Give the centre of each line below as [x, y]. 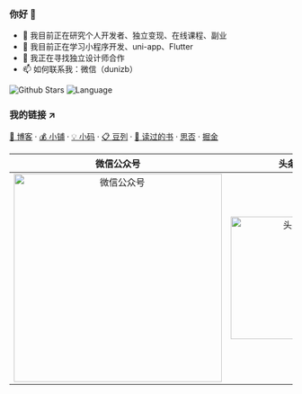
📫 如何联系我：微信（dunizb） [80, 69]
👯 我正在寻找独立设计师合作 [73, 58]
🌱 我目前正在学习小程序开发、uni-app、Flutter [107, 47]
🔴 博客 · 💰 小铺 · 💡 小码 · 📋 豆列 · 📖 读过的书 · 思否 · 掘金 [114, 136]
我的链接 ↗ [33, 115]
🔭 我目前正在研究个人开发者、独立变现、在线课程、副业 [124, 36]
